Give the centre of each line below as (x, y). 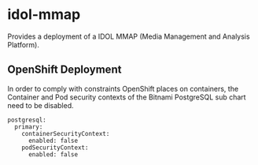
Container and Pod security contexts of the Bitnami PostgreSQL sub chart (127, 97)
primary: (29, 127)
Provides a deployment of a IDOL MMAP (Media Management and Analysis (129, 36)
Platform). (24, 44)
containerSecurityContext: (66, 133)
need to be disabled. (41, 105)
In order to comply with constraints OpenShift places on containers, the (123, 88)
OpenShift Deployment (64, 70)
